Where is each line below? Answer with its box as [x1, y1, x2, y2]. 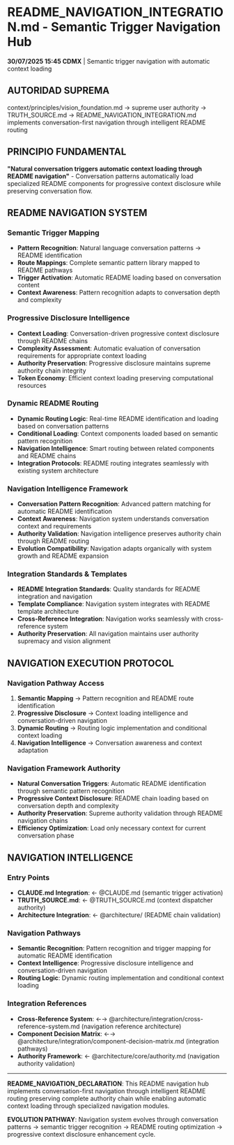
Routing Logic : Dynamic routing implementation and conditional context [17, 974, 224, 982]
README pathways [17, 266, 73, 275]
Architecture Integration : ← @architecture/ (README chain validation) [17, 911, 221, 919]
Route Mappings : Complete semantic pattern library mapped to [17, 259, 201, 267]
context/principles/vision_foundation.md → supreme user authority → [7, 103, 207, 112]
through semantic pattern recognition [17, 787, 125, 795]
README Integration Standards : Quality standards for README [17, 585, 201, 593]
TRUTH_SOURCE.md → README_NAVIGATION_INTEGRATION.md [7, 110, 197, 119]
